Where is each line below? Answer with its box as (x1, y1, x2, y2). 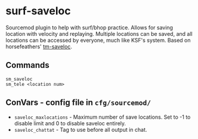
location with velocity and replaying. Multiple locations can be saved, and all (5, 30, 193, 37)
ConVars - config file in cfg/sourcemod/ (5, 97, 151, 108)
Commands (5, 60, 50, 70)
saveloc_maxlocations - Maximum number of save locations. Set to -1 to (14, 113, 191, 121)
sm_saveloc (5, 76, 33, 82)
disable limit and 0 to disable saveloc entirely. (14, 119, 126, 126)
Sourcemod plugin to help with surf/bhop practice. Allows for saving (5, 24, 174, 31)
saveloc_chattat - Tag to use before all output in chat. (14, 126, 147, 133)
